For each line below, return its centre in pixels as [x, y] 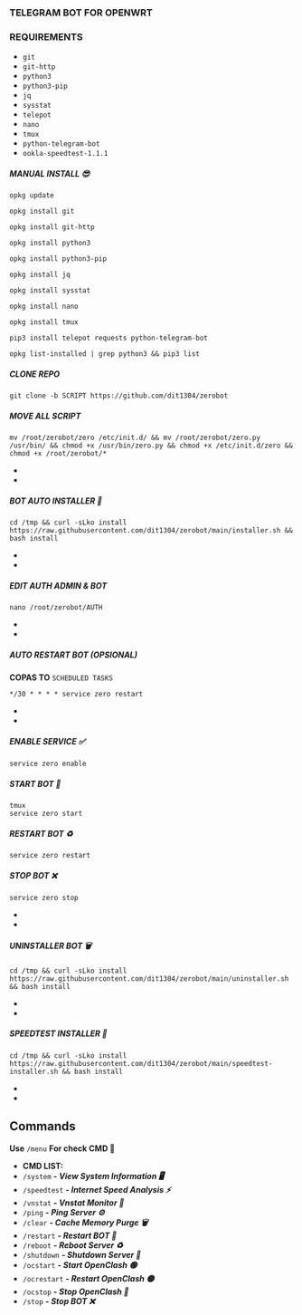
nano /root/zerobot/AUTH [56, 608]
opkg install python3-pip [58, 259]
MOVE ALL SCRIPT [45, 416]
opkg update [32, 196]
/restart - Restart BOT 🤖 [70, 1235]
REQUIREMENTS [46, 36]
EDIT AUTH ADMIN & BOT [58, 585]
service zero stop [44, 897]
